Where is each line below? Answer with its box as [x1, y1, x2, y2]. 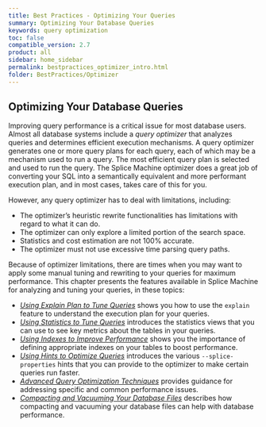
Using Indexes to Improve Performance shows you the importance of [19, 334, 246, 344]
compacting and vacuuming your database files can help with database [19, 402, 254, 411]
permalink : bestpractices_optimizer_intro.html [8, 63, 169, 71]
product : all [8, 48, 52, 56]
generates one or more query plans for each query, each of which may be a [8, 146, 256, 156]
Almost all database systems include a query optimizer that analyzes [8, 129, 233, 139]
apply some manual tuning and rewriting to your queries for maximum [8, 268, 237, 278]
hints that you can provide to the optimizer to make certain [57, 360, 249, 369]
